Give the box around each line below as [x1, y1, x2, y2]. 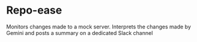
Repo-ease [6, 4, 62, 17]
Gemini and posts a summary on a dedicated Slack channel [6, 29, 153, 36]
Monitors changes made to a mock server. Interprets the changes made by [6, 23, 191, 30]
